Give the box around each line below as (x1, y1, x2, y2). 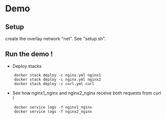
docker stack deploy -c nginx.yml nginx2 (14, 77, 101, 82)
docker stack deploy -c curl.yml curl (14, 81, 94, 86)
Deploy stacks (12, 63, 42, 69)
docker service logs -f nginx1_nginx (14, 105, 92, 110)
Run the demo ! (5, 50, 53, 58)
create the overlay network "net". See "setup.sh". (5, 36, 106, 41)
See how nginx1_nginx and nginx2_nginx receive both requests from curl (12, 90, 162, 96)
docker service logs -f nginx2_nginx (14, 109, 92, 114)
